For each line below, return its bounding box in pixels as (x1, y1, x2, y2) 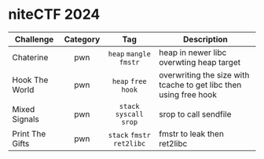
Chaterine (12, 52, 49, 63)
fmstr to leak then (159, 128, 224, 139)
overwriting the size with (159, 69, 250, 80)
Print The (12, 128, 46, 139)
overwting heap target (159, 56, 241, 67)
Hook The (12, 74, 49, 85)
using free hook (159, 89, 218, 99)
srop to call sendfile (159, 108, 232, 119)
